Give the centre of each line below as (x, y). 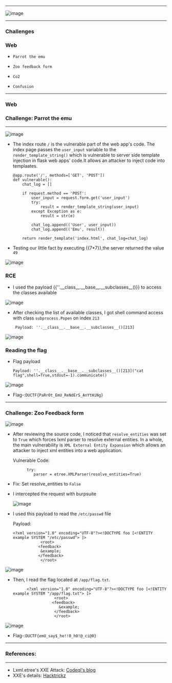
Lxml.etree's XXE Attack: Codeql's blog (54, 670)
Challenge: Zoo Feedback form (45, 413)
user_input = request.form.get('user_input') (81, 198)
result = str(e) (58, 216)
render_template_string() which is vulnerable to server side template (86, 155)
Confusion (23, 87)
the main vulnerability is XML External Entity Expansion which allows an (89, 445)
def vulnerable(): (32, 180)
